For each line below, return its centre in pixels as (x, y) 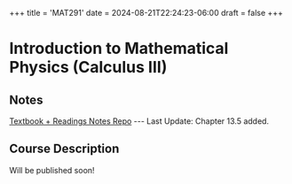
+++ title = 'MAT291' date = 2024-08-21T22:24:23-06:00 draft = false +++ (146, 13)
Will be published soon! (52, 170)
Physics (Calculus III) (88, 68)
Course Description (64, 149)
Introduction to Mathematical (119, 49)
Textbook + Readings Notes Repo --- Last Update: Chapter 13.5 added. (139, 121)
